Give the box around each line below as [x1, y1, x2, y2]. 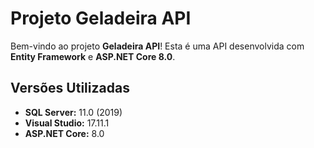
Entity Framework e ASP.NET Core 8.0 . [10, 50, 176, 62]
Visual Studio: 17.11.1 [24, 117, 110, 129]
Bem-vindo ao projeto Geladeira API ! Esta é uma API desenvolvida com [10, 40, 305, 52]
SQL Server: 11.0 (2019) [24, 106, 123, 118]
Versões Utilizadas [10, 80, 130, 97]
